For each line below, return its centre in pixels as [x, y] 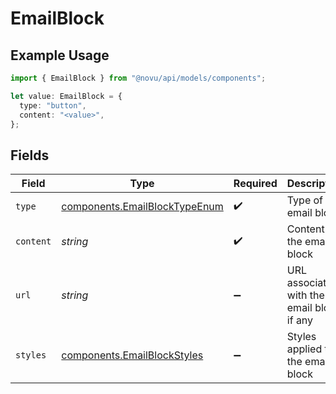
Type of [305, 200]
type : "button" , [53, 105]
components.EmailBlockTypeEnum [142, 207]
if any [300, 320]
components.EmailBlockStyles [132, 355]
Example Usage [60, 55]
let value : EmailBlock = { [66, 96]
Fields [30, 155]
